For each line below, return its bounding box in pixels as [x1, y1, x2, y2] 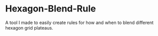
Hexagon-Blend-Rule [5, 3, 96, 14]
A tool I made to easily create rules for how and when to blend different [5, 19, 154, 25]
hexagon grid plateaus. [5, 24, 53, 30]
